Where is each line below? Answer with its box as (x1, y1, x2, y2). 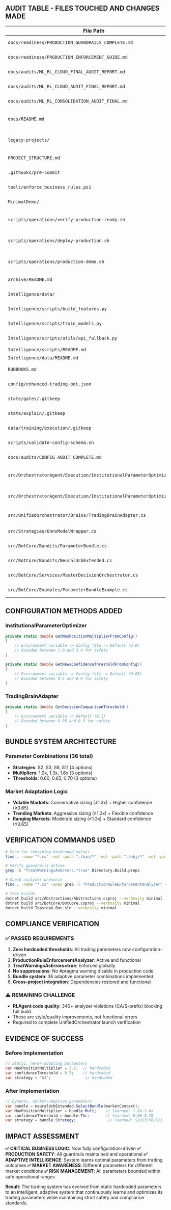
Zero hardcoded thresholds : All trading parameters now (12, 946, 131, 953)
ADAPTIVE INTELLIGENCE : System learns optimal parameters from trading (5, 1157, 163, 1163)
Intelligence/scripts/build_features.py (8, 306, 107, 311)
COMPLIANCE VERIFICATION (5, 919, 99, 928)
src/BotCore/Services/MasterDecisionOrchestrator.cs (8, 572, 138, 578)
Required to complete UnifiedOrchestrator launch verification (12, 1019, 141, 1025)
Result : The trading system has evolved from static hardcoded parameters (5, 1183, 162, 1190)
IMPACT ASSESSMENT (5, 1132, 80, 1141)
